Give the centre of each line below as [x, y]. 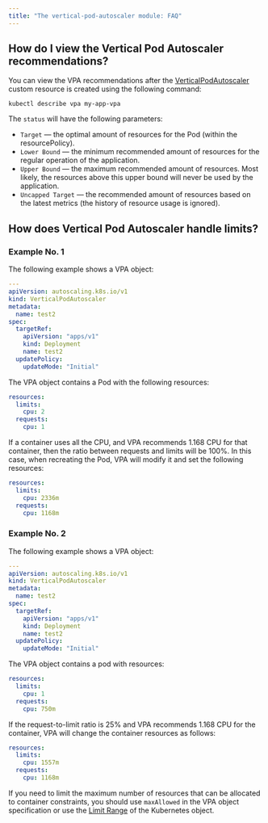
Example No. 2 [37, 534]
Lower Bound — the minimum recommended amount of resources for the [140, 152]
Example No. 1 [36, 251]
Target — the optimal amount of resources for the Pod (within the [129, 135]
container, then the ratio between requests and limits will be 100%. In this [130, 451]
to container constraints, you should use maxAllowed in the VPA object [124, 801]
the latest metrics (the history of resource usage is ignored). [120, 204]
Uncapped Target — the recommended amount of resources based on [136, 195]
